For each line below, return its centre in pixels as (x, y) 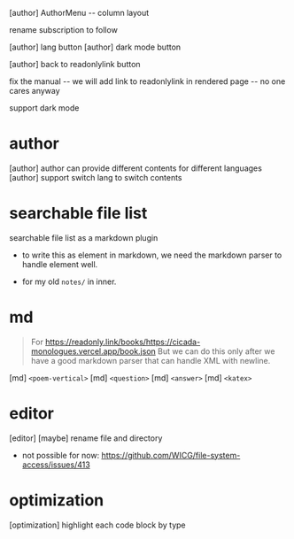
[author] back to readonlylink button (75, 64)
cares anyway (35, 91)
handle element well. (60, 264)
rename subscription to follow (63, 30)
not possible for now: (61, 455)
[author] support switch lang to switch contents (96, 177)
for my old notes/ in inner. (69, 281)
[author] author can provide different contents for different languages (136, 168)
